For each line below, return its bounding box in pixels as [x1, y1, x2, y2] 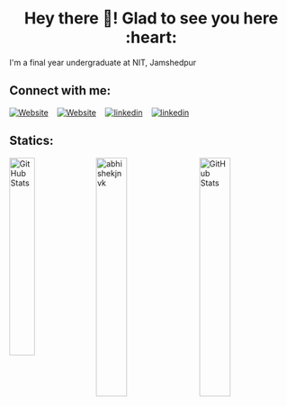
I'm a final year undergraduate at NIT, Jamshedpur [9, 57, 197, 68]
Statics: [9, 133, 54, 149]
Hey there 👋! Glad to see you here [23, 8, 279, 29]
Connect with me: [9, 83, 112, 98]
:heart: [125, 27, 177, 48]
